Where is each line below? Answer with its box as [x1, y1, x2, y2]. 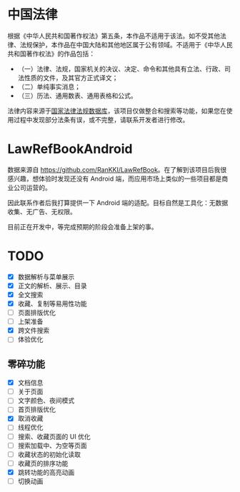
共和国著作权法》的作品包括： [7, 49, 95, 58]
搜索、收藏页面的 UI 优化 [17, 432, 91, 441]
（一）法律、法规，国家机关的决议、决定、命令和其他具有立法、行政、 [17, 64, 225, 73]
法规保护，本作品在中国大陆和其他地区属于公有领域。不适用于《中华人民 [19, 40, 233, 49]
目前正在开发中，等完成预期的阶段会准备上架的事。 [7, 222, 158, 231]
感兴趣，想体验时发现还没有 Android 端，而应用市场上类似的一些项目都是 [7, 174, 222, 183]
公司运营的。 [13, 183, 51, 191]
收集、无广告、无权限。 [7, 207, 76, 216]
